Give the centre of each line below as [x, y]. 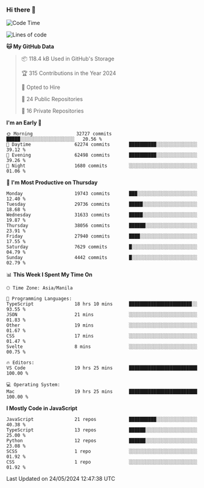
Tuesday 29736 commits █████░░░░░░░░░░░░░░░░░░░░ [102, 204]
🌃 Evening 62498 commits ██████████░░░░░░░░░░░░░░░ [102, 155]
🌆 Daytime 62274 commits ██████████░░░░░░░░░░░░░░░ [102, 145]
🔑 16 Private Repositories [52, 111]
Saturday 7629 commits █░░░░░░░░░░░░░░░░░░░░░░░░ [102, 247]
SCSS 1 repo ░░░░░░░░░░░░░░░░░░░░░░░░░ [102, 451]
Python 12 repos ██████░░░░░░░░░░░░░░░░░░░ [102, 441]
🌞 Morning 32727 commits [59, 134]
